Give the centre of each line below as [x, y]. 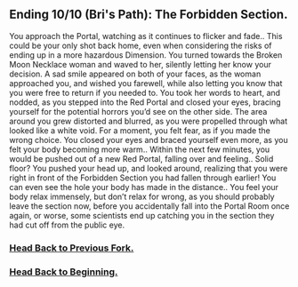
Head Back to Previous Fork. [72, 248]
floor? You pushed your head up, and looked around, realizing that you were [149, 168]
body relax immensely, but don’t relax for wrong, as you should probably [142, 196]
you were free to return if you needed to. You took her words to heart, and [145, 92]
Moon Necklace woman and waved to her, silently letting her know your [140, 64]
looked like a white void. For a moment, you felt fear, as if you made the [140, 130]
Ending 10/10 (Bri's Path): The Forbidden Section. [149, 15]
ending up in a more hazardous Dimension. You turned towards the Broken [146, 55]
